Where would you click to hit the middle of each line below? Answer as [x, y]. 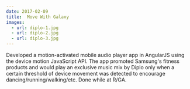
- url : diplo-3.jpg [35, 38]
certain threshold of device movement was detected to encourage [86, 74]
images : [15, 22]
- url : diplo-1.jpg [35, 28]
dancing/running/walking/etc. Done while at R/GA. [66, 80]
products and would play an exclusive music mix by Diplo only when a [90, 67]
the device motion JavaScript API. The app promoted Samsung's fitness [93, 61]
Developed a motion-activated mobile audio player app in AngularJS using [95, 55]
